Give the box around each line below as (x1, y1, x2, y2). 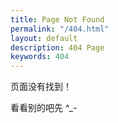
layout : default (10, 33, 78, 43)
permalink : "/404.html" (10, 24, 110, 34)
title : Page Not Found (10, 14, 105, 25)
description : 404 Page (10, 42, 105, 53)
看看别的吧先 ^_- (10, 102, 78, 114)
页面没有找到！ (10, 81, 72, 93)
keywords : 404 (10, 52, 70, 62)
